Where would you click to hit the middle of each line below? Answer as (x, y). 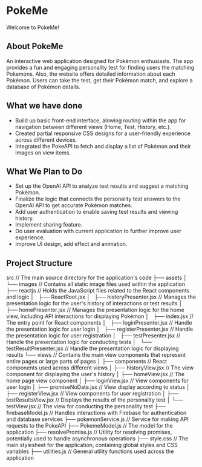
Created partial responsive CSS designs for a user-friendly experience (103, 133)
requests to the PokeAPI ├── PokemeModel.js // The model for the (90, 426)
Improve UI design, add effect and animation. (71, 244)
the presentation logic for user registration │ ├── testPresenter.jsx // (93, 336)
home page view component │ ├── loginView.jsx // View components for (98, 381)
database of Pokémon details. (43, 87)
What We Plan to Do (44, 171)
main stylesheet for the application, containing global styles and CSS (92, 445)
